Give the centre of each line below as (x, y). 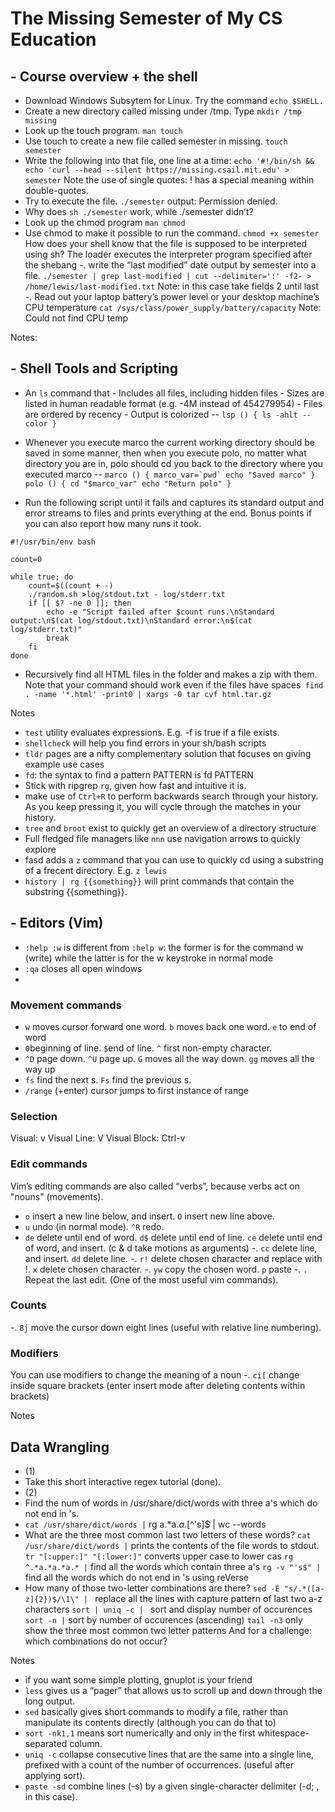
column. (86, 1743)
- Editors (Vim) (57, 923)
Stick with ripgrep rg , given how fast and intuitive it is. (135, 785)
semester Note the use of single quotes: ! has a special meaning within (169, 180)
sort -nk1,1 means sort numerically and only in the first (140, 1733)
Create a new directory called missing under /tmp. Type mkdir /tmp (163, 111)
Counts (28, 1305)
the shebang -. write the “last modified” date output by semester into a (170, 265)
